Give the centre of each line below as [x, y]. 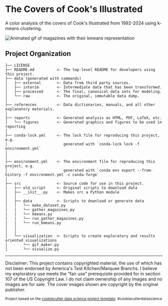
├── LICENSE [17, 65]
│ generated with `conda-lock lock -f [72, 144]
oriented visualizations [31, 240]
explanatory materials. [30, 109]
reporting [15, 126]
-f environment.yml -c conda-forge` [61, 174]
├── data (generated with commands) [43, 78]
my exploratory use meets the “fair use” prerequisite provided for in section [83, 273]
